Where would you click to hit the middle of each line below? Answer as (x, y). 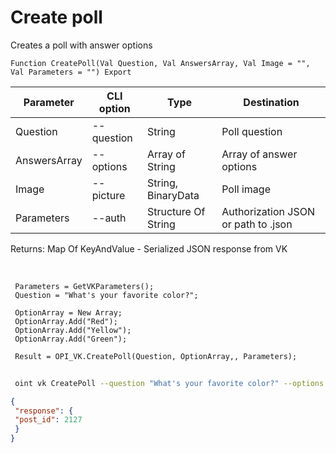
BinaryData (173, 195)
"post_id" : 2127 (48, 420)
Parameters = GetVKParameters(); (84, 286)
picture (108, 195)
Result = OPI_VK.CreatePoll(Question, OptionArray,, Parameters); (156, 356)
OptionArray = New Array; (68, 312)
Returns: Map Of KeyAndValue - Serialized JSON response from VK (149, 248)
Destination (271, 102)
